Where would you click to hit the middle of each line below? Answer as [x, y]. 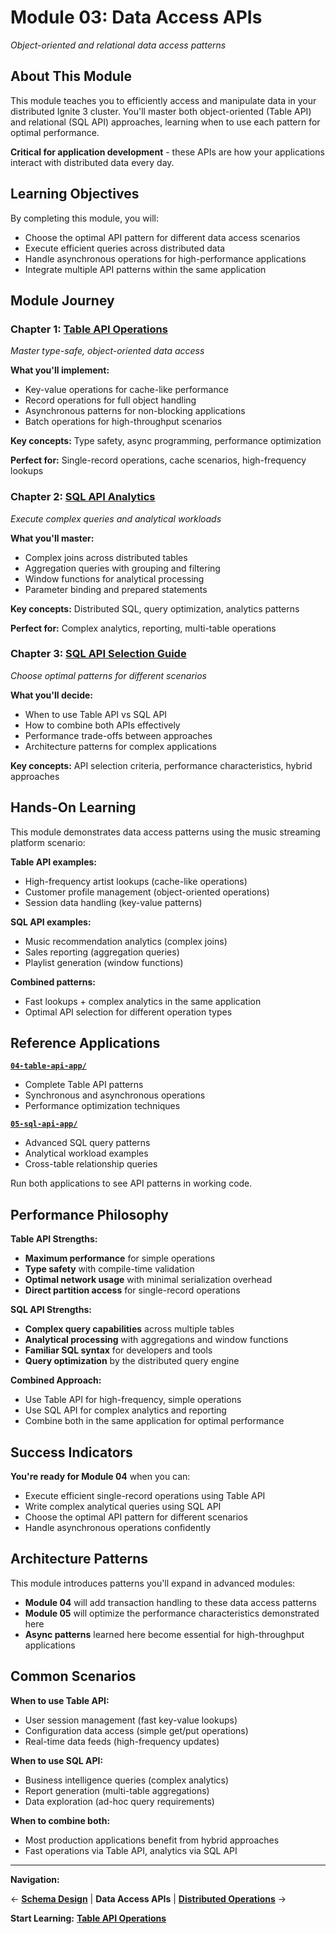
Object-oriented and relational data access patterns [118, 45]
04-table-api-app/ [48, 1066]
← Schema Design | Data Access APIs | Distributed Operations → [148, 1898]
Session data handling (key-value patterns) [113, 902]
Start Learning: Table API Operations [88, 1918]
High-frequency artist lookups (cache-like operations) [136, 881]
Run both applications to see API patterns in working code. [131, 1183]
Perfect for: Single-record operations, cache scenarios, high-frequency [158, 460]
